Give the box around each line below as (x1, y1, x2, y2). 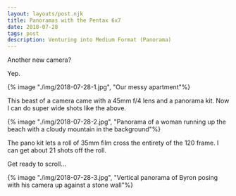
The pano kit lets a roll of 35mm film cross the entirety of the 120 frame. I (7, 138, 219, 148)
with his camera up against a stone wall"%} (7, 181, 134, 190)
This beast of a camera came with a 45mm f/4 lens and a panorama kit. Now (7, 96, 230, 105)
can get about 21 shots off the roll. (7, 146, 107, 155)
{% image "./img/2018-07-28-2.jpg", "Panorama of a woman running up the (7, 117, 227, 126)
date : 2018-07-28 (7, 23, 58, 30)
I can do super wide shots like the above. (7, 104, 127, 112)
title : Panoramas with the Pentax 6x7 (7, 17, 121, 24)
